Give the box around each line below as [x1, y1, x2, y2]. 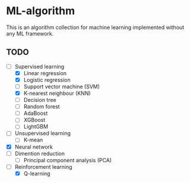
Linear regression [23, 69, 67, 76]
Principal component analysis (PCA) [23, 156, 112, 163]
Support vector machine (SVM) [23, 83, 100, 90]
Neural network [14, 143, 53, 150]
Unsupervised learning [14, 130, 71, 137]
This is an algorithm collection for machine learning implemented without [6, 24, 185, 31]
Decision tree [23, 97, 56, 104]
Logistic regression [23, 76, 71, 84]
